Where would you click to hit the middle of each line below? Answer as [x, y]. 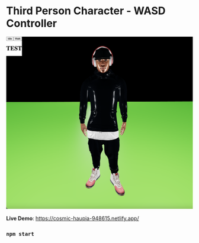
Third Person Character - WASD [86, 11]
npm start [20, 234]
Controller [32, 23]
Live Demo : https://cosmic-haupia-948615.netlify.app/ [73, 218]
